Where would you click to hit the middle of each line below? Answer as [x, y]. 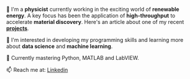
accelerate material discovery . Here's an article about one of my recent [95, 22]
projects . [18, 28]
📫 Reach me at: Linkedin [37, 70]
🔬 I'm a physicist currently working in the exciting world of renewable [93, 9]
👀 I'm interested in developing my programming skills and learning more [95, 40]
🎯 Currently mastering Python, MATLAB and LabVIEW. [73, 58]
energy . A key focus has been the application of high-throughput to [91, 16]
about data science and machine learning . [59, 46]
